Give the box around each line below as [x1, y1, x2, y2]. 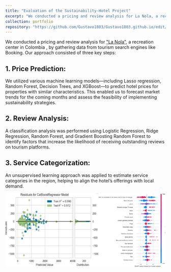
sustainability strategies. [5, 100, 56, 106]
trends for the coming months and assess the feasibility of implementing [5, 94, 157, 100]
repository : [5, 24, 31, 29]
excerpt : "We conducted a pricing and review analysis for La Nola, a [5, 13, 158, 19]
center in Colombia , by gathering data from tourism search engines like [5, 44, 156, 50]
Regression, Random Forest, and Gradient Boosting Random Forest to [5, 133, 151, 139]
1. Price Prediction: [5, 64, 66, 73]
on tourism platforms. [5, 144, 50, 150]
